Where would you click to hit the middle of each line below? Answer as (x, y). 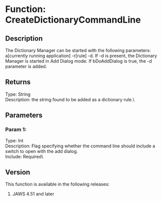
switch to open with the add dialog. (42, 151)
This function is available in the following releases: (57, 184)
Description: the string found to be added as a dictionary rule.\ (70, 99)
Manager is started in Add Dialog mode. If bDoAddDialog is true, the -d (79, 61)
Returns (18, 82)
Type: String (18, 94)
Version (18, 172)
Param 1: (16, 130)
